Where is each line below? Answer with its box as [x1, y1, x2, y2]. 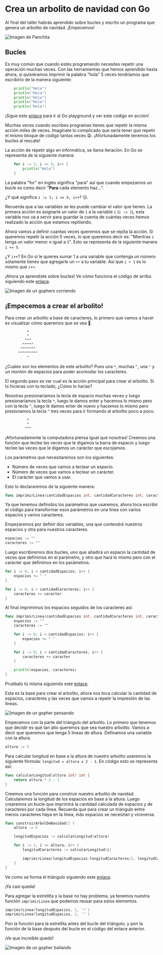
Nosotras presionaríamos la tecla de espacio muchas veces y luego [5, 392, 140, 398]
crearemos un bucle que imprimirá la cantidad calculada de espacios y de [5, 801, 153, 807]
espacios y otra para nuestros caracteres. [5, 527, 89, 532]
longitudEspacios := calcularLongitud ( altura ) [14, 834, 110, 839]
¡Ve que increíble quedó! [5, 935, 54, 941]
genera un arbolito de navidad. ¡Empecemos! [5, 24, 95, 30]
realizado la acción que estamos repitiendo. [5, 219, 93, 225]
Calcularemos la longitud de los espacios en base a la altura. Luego [5, 796, 140, 802]
